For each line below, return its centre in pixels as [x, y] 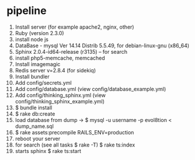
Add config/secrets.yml [43, 82]
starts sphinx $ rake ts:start [48, 151]
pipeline [27, 11]
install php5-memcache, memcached [60, 58]
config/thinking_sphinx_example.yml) [60, 101]
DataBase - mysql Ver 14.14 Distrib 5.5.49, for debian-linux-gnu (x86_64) [102, 46]
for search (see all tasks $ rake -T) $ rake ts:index [75, 145]
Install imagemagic [38, 64]
